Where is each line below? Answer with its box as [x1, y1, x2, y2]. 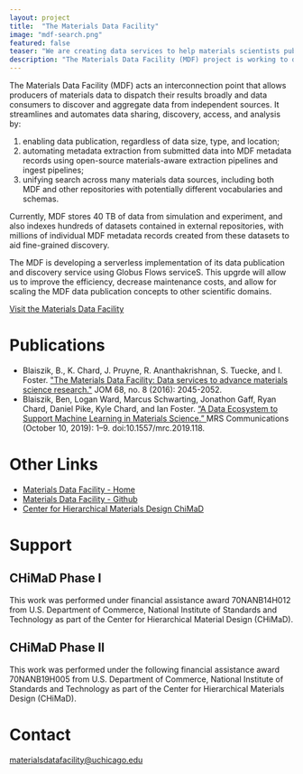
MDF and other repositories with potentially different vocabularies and [22, 184, 283, 194]
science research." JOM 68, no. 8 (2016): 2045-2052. [22, 384, 223, 395]
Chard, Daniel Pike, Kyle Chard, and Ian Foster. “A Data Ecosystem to [22, 403, 278, 414]
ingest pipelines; [22, 164, 84, 175]
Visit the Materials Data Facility [9, 303, 124, 314]
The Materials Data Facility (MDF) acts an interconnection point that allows [9, 80, 287, 90]
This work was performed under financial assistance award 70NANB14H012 [9, 594, 291, 605]
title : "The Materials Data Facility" [9, 22, 160, 31]
